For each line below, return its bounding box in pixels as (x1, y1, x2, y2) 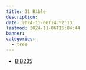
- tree (11, 42, 28, 48)
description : (6, 14, 38, 20)
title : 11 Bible (6, 8, 46, 15)
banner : (6, 31, 25, 36)
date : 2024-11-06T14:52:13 (6, 19, 72, 25)
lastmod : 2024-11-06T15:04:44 (6, 25, 81, 31)
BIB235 (14, 57, 33, 65)
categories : (6, 36, 35, 42)
